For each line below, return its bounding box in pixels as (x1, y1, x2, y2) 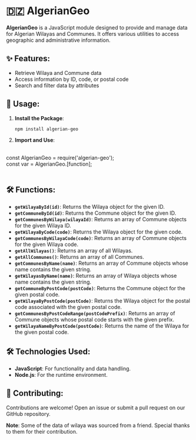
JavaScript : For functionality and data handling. (14, 365, 131, 372)
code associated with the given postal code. (14, 304, 122, 311)
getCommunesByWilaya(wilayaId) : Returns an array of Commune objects (14, 216, 187, 223)
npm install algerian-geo (14, 126, 78, 132)
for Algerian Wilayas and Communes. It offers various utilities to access (6, 30, 180, 37)
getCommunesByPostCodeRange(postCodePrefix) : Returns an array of (14, 310, 175, 317)
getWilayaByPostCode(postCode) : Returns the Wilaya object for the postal (14, 297, 190, 304)
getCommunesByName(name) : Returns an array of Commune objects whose (14, 260, 188, 267)
